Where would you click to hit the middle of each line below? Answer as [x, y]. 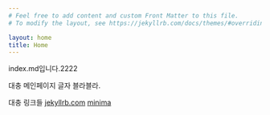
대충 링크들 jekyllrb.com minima [60, 103]
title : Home [28, 45]
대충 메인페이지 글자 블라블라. [55, 85]
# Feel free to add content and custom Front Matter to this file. [124, 16]
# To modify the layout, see [57, 23]
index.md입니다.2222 [43, 69]
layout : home [30, 38]
